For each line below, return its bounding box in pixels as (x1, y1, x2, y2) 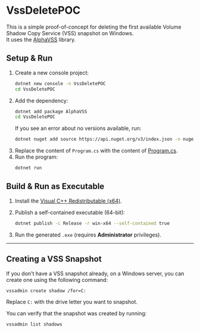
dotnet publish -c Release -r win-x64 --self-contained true (14, 220, 170, 226)
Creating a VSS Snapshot (6, 254, 102, 264)
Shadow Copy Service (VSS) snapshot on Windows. (6, 29, 134, 36)
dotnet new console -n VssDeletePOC (14, 80, 106, 86)
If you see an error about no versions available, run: (14, 125, 142, 132)
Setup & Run (6, 53, 53, 63)
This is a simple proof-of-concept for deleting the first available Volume (6, 23, 182, 30)
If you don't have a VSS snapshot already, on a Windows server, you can (6, 269, 185, 277)
